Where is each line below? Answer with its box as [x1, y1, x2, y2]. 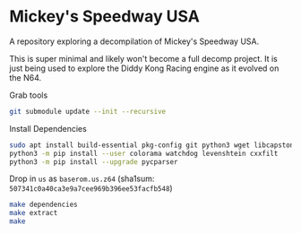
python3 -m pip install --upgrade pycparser [9, 157, 178, 167]
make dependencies [9, 200, 78, 210]
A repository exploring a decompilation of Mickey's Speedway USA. [9, 36, 260, 47]
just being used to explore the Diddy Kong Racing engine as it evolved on [9, 63, 279, 73]
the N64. [9, 72, 42, 82]
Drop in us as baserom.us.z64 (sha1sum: [9, 173, 155, 185]
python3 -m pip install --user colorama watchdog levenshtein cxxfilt [9, 149, 279, 158]
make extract [9, 209, 58, 218]
